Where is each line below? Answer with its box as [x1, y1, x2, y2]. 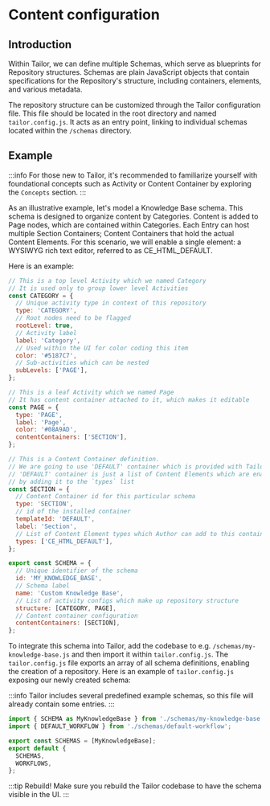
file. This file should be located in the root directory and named [8, 108, 217, 118]
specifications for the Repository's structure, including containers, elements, [8, 76, 262, 85]
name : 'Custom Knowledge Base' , [15, 589, 125, 597]
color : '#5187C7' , [15, 351, 78, 359]
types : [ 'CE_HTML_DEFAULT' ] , [15, 537, 113, 546]
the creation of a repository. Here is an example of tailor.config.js [8, 667, 235, 677]
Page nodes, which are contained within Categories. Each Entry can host [8, 219, 250, 230]
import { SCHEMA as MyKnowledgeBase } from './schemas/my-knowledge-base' [8, 715, 264, 723]
